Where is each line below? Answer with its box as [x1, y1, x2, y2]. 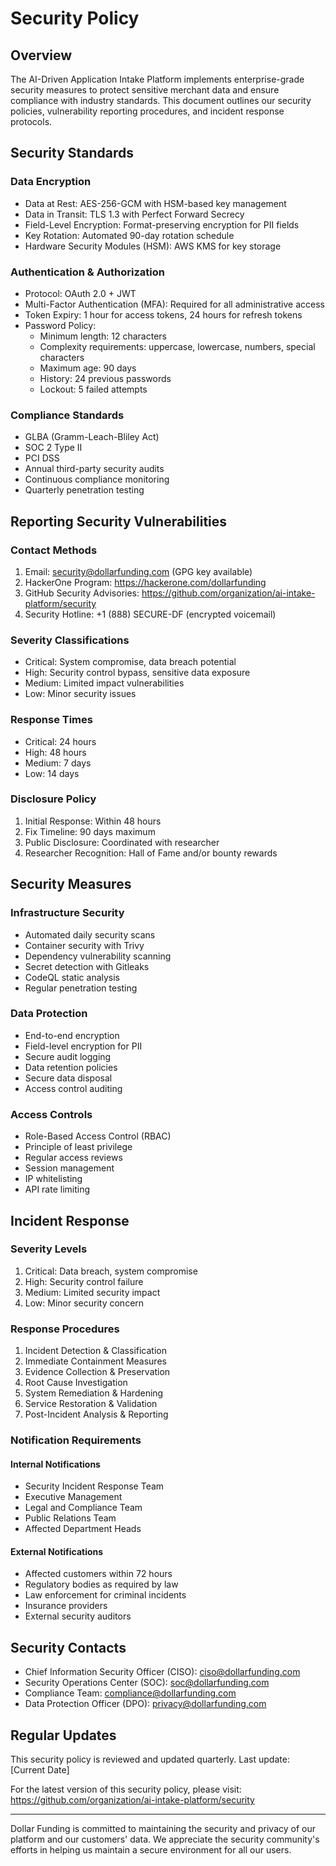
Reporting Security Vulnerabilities [10, 513, 228, 530]
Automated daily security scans [24, 928, 156, 941]
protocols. [10, 116, 53, 127]
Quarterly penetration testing [24, 484, 145, 496]
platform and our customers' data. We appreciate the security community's [10, 1833, 320, 1846]
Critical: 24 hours [24, 735, 97, 747]
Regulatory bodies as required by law [24, 1578, 179, 1591]
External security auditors [24, 1610, 132, 1622]
